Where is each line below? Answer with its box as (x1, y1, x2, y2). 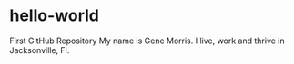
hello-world (9, 5, 100, 26)
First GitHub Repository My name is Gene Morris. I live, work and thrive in (9, 35, 285, 46)
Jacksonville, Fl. (9, 44, 70, 55)
